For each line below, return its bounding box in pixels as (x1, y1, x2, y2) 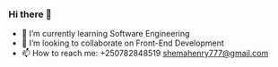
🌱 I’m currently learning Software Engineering (21, 29, 190, 39)
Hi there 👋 (8, 8, 53, 21)
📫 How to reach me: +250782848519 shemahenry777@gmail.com (21, 48, 269, 59)
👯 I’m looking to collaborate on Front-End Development (21, 38, 225, 48)
